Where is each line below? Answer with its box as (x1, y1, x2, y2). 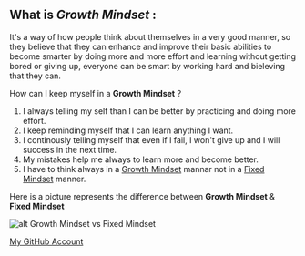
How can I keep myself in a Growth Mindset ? (9, 87, 182, 98)
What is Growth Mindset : (9, 7, 157, 23)
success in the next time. (22, 144, 117, 155)
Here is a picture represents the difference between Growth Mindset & (9, 190, 276, 201)
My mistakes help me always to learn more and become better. (22, 154, 259, 165)
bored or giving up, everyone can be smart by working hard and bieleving (9, 60, 285, 71)
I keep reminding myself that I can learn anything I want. (22, 125, 234, 136)
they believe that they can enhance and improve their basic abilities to (9, 41, 272, 52)
